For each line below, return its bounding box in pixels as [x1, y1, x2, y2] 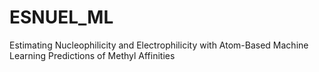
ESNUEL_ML [9, 6, 114, 29]
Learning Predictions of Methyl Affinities [9, 49, 176, 61]
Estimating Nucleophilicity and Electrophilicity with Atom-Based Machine [9, 39, 309, 51]
